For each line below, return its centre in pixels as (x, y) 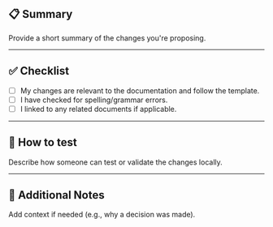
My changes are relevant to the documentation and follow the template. (140, 90)
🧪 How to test (43, 142)
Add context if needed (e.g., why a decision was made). (102, 215)
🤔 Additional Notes (56, 195)
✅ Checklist (39, 71)
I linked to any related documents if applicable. (98, 109)
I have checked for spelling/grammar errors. (94, 100)
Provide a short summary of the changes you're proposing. (107, 38)
